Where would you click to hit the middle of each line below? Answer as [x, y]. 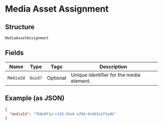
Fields [15, 53]
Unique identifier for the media [106, 75]
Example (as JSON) [35, 98]
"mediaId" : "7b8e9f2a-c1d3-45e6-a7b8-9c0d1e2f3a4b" [63, 114]
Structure [20, 27]
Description [113, 67]
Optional [57, 78]
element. [81, 81]
